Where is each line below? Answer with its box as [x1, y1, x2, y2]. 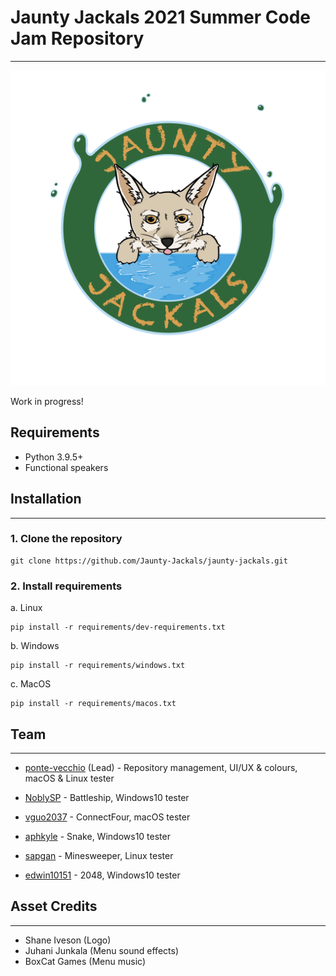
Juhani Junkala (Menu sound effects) [24, 944, 179, 956]
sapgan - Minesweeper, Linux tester [24, 849, 174, 861]
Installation [10, 491, 82, 508]
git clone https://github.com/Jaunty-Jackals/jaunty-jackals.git [10, 556, 288, 566]
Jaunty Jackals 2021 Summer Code [10, 6, 311, 29]
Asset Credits [10, 898, 98, 915]
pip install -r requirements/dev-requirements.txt [10, 622, 226, 633]
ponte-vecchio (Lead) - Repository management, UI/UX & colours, [24, 761, 298, 773]
